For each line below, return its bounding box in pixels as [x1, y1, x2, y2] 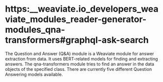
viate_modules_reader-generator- [5, 14, 147, 25]
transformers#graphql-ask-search [5, 35, 149, 46]
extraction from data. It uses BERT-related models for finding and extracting [5, 56, 158, 61]
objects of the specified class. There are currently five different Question [5, 66, 152, 72]
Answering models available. [5, 71, 63, 77]
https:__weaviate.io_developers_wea [5, 3, 159, 15]
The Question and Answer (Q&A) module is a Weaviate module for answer [5, 50, 154, 57]
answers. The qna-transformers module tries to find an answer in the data [5, 61, 154, 67]
